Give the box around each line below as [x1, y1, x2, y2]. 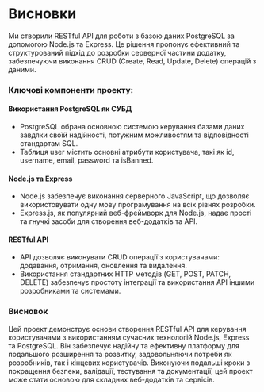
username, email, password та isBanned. [19, 156, 154, 165]
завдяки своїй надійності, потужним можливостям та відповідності [19, 130, 250, 140]
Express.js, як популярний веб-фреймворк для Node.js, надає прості [19, 208, 252, 218]
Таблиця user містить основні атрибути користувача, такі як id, [19, 148, 235, 157]
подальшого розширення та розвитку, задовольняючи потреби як [8, 349, 232, 359]
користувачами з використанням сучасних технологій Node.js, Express [8, 332, 250, 342]
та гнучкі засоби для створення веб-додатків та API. [19, 217, 198, 226]
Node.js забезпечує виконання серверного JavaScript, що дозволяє [19, 191, 250, 201]
